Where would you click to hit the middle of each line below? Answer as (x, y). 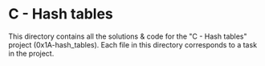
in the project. (31, 53)
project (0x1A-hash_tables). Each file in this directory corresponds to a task (133, 44)
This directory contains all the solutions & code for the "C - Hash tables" (128, 36)
